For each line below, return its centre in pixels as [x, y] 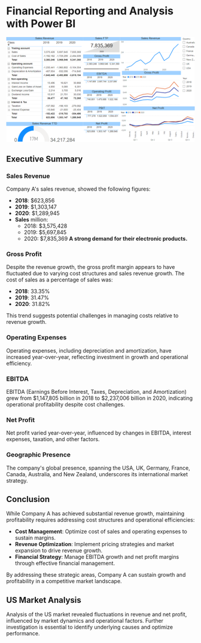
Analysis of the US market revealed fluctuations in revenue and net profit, [97, 614]
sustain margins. [35, 538]
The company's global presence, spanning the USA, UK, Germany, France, [98, 468]
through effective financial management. [65, 564]
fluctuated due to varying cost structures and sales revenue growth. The [95, 274]
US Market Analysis [44, 600]
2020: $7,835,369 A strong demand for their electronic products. [106, 239]
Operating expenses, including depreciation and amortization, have [89, 350]
